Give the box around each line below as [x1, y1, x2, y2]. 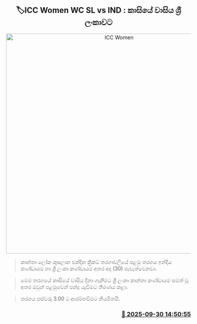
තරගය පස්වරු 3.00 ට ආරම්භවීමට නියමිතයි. [20, 295, 120, 302]
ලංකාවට [84, 18, 113, 28]
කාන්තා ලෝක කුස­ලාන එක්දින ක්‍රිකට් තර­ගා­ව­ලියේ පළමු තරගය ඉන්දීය [20, 258, 172, 265]
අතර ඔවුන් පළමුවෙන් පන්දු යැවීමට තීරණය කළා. [20, 283, 128, 290]
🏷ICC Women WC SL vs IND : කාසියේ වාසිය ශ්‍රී [15, 5, 182, 15]
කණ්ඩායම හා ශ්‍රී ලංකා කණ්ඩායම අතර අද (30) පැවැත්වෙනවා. [20, 265, 157, 272]
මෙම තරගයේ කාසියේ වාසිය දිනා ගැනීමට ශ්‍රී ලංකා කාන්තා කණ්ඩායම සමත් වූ [20, 276, 189, 283]
